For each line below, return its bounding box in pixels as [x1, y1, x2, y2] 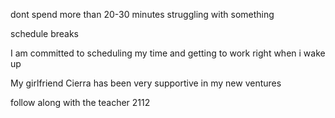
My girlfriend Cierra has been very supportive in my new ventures [10, 77, 282, 89]
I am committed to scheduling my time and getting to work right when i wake [10, 47, 326, 59]
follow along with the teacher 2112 [10, 97, 151, 108]
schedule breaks [10, 28, 80, 39]
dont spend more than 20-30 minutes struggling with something [10, 9, 275, 20]
